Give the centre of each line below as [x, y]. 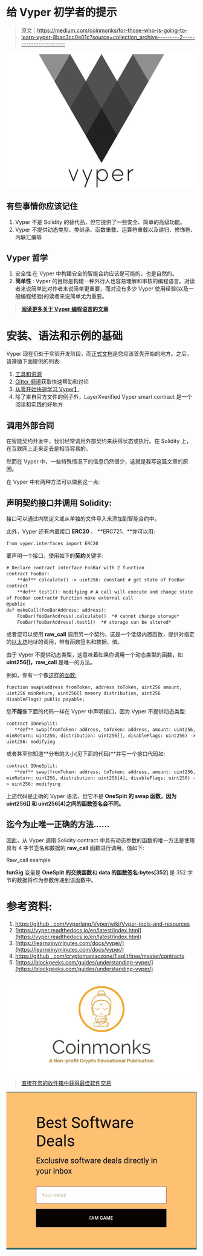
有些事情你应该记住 [42, 206]
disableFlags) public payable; [46, 699]
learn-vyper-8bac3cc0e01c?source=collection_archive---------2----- [108, 37]
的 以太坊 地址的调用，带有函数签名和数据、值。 [64, 642]
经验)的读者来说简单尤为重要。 [69, 296]
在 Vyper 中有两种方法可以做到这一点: [53, 482]
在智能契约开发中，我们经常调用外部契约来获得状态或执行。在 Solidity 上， [99, 441]
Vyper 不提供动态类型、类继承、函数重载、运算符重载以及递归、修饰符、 [105, 229]
